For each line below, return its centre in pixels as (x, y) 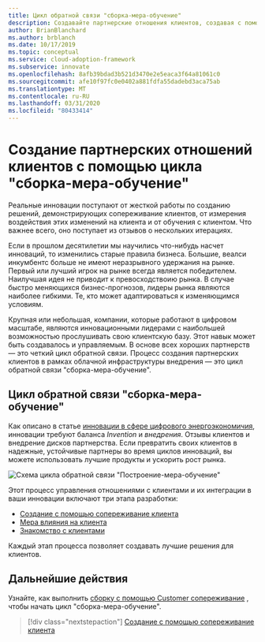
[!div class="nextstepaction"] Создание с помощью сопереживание (141, 621)
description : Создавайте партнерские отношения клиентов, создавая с (125, 23)
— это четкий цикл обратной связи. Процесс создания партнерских (123, 353)
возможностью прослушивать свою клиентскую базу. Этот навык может (132, 336)
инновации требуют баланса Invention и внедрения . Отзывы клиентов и (129, 434)
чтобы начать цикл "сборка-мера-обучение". (85, 606)
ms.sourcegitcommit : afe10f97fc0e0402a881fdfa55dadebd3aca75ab (114, 81)
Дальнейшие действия (68, 579)
